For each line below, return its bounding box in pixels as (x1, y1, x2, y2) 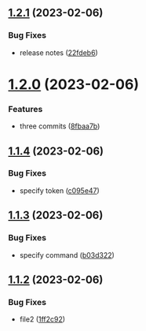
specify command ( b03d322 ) (19, 250, 115, 259)
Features (8, 103, 43, 114)
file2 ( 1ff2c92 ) (19, 314, 65, 324)
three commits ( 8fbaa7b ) (19, 121, 100, 131)
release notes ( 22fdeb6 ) (19, 47, 98, 58)
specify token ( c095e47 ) (19, 185, 100, 195)
